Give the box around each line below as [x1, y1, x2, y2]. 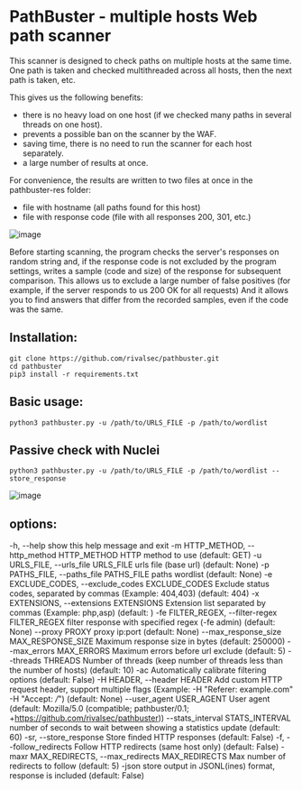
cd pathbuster [9, 362, 63, 371]
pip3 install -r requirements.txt [9, 370, 140, 379]
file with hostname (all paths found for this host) [22, 201, 201, 213]
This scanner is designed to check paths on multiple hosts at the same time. [9, 55, 292, 66]
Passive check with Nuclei [9, 442, 160, 457]
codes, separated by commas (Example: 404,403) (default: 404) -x [9, 588, 260, 599]
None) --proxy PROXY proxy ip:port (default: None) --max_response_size [9, 627, 282, 638]
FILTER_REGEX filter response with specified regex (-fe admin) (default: [9, 617, 276, 628]
